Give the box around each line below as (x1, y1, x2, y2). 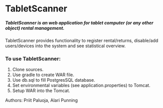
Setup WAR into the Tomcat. (12, 88, 71, 94)
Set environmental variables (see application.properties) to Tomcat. (12, 83, 151, 89)
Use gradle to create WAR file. (12, 72, 75, 78)
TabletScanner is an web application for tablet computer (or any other (5, 19, 154, 25)
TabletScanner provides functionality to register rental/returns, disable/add (5, 38, 159, 44)
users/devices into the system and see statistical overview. (5, 43, 126, 49)
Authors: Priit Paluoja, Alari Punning (5, 98, 78, 104)
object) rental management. (5, 25, 65, 31)
